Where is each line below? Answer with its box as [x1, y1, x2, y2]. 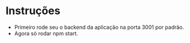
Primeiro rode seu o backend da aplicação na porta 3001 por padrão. [14, 24, 185, 31]
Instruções [5, 4, 61, 18]
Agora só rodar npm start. [14, 29, 78, 37]
